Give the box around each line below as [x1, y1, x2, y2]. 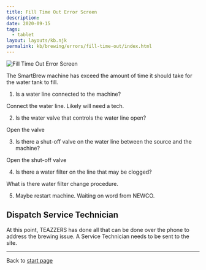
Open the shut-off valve [6, 156, 67, 163]
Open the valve [6, 126, 45, 133]
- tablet [12, 32, 34, 38]
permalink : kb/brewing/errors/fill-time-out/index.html [6, 44, 152, 50]
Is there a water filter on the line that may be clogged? [15, 168, 152, 175]
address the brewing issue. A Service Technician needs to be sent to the [6, 233, 189, 240]
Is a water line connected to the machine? [15, 90, 121, 98]
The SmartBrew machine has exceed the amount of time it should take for [6, 72, 193, 79]
